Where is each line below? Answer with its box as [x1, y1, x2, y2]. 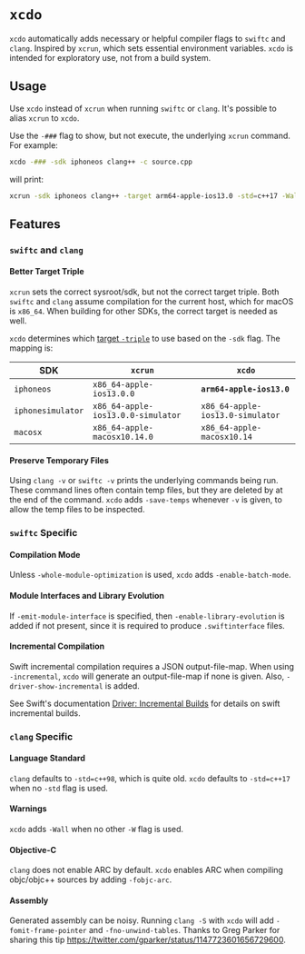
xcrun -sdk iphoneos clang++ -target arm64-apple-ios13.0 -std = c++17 [9, 191, 279, 201]
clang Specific [9, 730, 74, 742]
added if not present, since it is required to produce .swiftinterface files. [9, 620, 286, 631]
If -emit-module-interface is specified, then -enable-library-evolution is [9, 611, 285, 621]
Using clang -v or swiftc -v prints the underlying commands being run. [9, 475, 279, 486]
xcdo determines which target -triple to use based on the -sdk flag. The [9, 333, 280, 344]
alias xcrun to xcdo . [9, 112, 80, 124]
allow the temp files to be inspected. [9, 504, 145, 515]
